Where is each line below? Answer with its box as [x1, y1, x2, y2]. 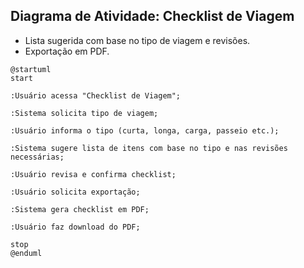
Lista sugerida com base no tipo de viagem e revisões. [24, 34, 251, 46]
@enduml [10, 248, 43, 258]
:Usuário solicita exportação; [10, 187, 141, 197]
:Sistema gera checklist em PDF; [10, 204, 150, 214]
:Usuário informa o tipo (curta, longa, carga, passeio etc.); [10, 125, 280, 136]
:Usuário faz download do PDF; [10, 222, 141, 232]
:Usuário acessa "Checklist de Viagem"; [10, 90, 182, 101]
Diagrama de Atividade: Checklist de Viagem [10, 8, 295, 25]
